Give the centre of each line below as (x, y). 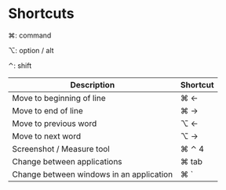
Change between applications (67, 161)
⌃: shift (20, 65)
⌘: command (30, 35)
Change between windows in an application (93, 174)
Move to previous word (55, 124)
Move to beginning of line (59, 98)
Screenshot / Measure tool (61, 149)
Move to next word (46, 136)
